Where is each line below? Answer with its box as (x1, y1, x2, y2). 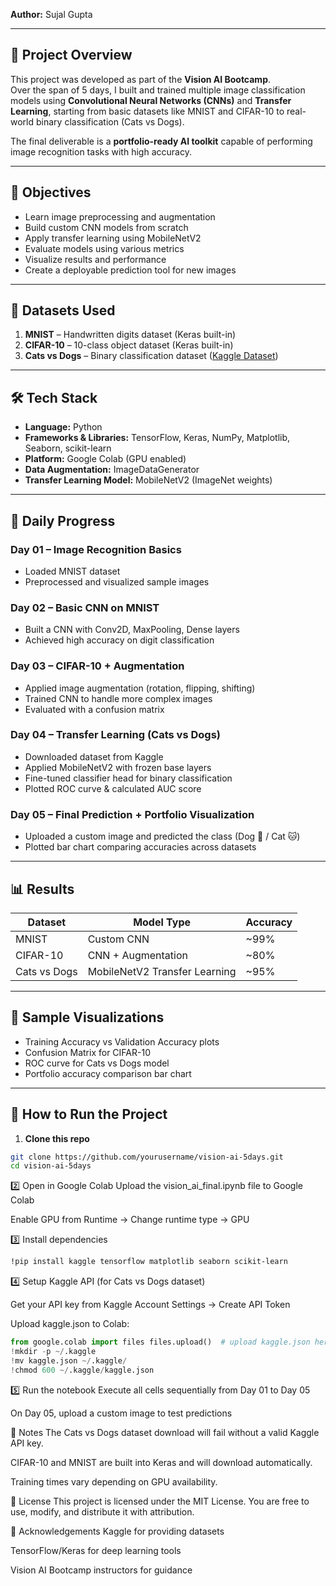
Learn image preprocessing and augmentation (24, 210, 216, 223)
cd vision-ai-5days (10, 1161, 92, 1171)
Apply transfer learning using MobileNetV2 (24, 232, 202, 244)
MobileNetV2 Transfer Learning (87, 964, 237, 978)
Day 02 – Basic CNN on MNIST (10, 600, 160, 614)
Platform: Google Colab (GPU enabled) (24, 453, 187, 465)
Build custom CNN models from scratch (24, 221, 189, 233)
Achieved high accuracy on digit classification (24, 634, 215, 646)
